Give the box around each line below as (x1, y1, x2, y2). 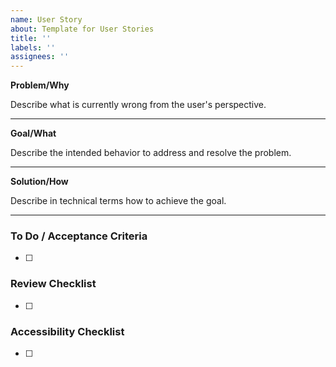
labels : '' (10, 42, 56, 53)
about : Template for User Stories (10, 24, 155, 34)
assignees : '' (10, 52, 70, 62)
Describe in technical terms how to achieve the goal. (10, 195, 227, 207)
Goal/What (10, 127, 57, 140)
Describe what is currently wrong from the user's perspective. (10, 99, 267, 111)
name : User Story (10, 14, 83, 25)
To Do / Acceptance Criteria (10, 229, 148, 243)
